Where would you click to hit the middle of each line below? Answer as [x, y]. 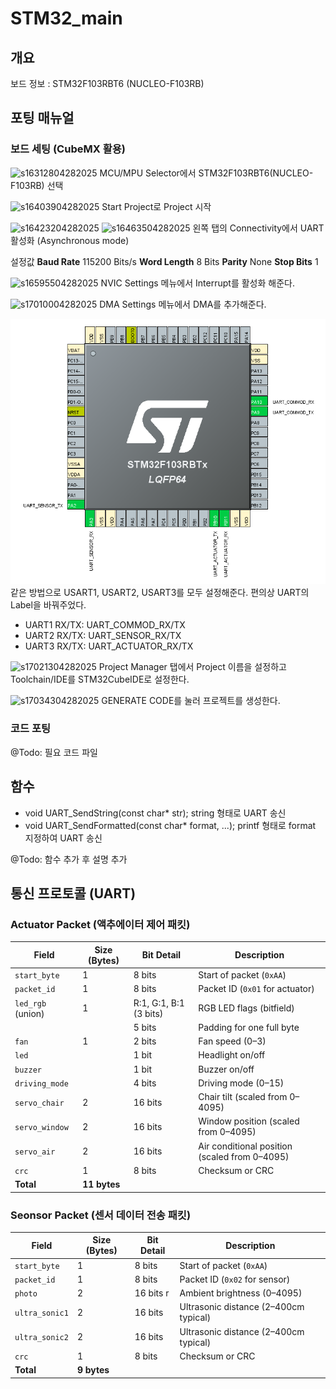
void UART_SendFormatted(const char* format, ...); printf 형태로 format [170, 825]
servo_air [35, 1152]
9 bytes [93, 1370]
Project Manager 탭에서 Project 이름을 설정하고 [192, 666]
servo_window [41, 1127]
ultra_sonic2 [41, 1338]
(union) [29, 1013]
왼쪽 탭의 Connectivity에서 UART [258, 228]
